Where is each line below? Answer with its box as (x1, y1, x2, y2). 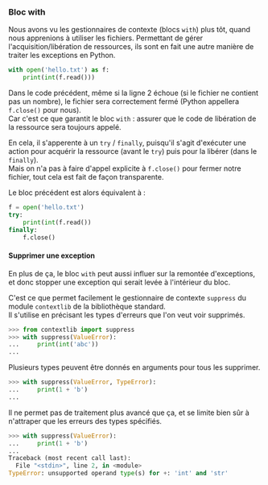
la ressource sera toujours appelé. (8, 122, 122, 132)
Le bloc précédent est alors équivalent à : (8, 188, 146, 197)
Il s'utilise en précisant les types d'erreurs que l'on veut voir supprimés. (8, 309, 245, 320)
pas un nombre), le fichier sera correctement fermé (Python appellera (8, 97, 240, 106)
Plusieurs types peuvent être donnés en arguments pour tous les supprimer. (8, 363, 261, 372)
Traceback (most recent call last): (8, 454, 131, 462)
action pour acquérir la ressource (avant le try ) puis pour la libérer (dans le (8, 147, 258, 156)
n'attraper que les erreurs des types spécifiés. (8, 416, 163, 425)
